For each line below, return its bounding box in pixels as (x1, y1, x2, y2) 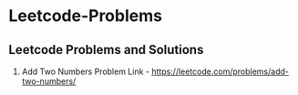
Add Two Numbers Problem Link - (21, 66, 149, 77)
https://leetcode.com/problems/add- (150, 66, 289, 77)
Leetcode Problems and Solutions (8, 42, 204, 58)
